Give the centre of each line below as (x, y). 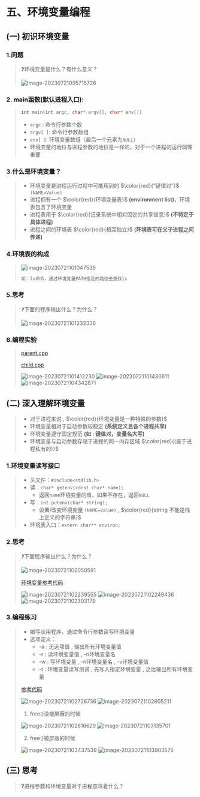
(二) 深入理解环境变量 (46, 403)
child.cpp (32, 365)
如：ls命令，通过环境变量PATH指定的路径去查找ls (74, 279)
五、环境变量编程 (49, 12)
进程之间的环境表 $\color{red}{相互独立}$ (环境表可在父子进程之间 (112, 230)
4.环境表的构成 (28, 254)
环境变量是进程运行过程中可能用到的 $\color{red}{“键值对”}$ (104, 186)
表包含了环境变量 (51, 207)
